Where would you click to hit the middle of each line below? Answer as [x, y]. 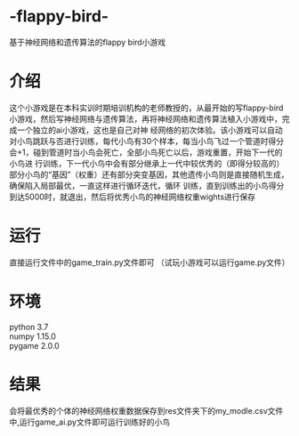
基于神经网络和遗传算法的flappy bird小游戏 [88, 42]
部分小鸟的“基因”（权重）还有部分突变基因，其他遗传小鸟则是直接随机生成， [149, 174]
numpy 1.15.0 [32, 336]
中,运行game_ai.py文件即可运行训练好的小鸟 [90, 422]
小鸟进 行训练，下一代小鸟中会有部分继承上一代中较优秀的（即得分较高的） [147, 163]
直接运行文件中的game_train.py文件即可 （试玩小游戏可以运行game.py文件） [149, 262]
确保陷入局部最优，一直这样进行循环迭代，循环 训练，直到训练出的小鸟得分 [147, 185]
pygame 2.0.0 [34, 345]
